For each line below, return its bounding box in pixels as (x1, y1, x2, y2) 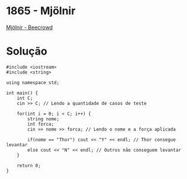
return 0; (17, 162, 41, 168)
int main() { (6, 90, 38, 96)
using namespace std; (6, 79, 60, 85)
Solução (6, 44, 47, 58)
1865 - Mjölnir (6, 4, 76, 18)
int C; (17, 95, 33, 101)
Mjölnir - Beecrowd (6, 24, 53, 31)
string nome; (27, 116, 60, 122)
